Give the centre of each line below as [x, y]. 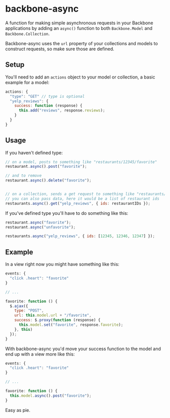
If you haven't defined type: [34, 153]
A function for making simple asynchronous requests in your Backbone [79, 23]
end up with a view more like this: [40, 354]
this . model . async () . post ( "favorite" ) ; [51, 396]
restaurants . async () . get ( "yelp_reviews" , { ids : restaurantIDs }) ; [78, 203]
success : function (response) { [48, 106]
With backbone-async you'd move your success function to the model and [83, 349]
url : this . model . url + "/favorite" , [53, 315]
